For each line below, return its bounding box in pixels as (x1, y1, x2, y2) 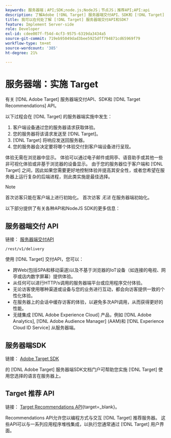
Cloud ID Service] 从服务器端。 (12, 324, 78, 331)
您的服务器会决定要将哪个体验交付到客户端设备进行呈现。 (12, 144, 134, 150)
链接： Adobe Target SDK (5, 356, 59, 362)
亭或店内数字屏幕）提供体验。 (12, 273, 76, 279)
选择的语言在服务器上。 (14, 373, 64, 379)
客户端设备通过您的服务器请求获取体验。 (12, 124, 98, 130)
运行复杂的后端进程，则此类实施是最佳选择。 (18, 173, 113, 180)
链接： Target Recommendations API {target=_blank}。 (5, 404, 120, 410)
